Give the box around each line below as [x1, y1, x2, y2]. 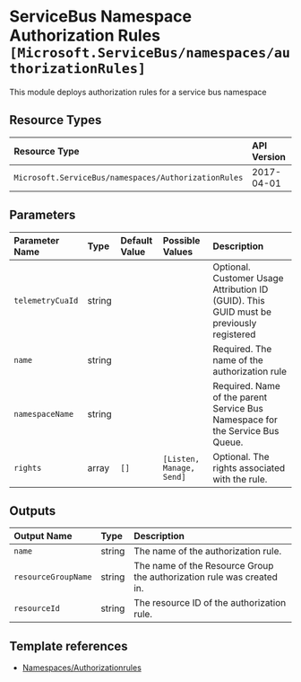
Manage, [162, 463, 195, 473]
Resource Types [9, 112, 102, 128]
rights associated [212, 461, 286, 474]
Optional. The [212, 450, 271, 463]
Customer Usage [212, 271, 284, 284]
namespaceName [13, 409, 74, 419]
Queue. [212, 436, 244, 448]
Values [162, 245, 193, 258]
